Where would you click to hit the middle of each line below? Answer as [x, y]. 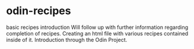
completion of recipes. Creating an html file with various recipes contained [97, 33]
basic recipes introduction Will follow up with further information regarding [97, 27]
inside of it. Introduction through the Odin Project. [67, 40]
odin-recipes [39, 11]
